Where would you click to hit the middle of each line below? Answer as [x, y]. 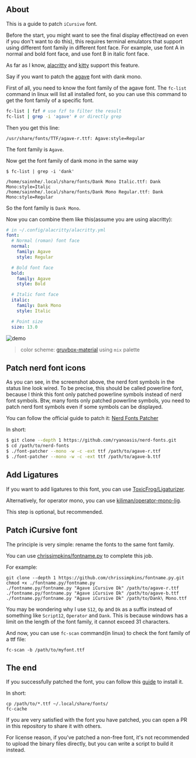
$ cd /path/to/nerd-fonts [37, 446]
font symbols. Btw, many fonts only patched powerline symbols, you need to [98, 401]
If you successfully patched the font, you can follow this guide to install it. [95, 682]
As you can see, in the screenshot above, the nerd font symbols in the [90, 382]
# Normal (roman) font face [46, 241]
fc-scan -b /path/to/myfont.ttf [45, 650]
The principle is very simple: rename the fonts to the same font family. [90, 544]
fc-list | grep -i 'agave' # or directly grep [64, 117]
